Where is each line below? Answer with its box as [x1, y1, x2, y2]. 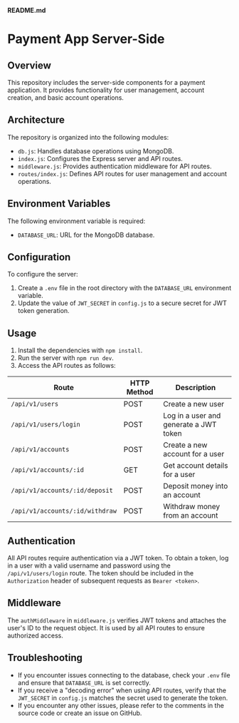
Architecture [7, 114, 65, 126]
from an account [163, 511, 218, 521]
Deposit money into [163, 481, 228, 491]
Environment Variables [7, 198, 111, 210]
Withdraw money [163, 502, 221, 512]
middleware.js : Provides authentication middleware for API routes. [17, 162, 212, 170]
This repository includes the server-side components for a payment [7, 78, 206, 86]
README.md [7, 6, 46, 14]
